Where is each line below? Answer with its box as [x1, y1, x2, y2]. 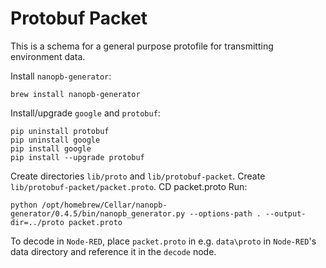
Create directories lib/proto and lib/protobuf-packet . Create [10, 170, 266, 182]
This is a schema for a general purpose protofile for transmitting [10, 40, 274, 52]
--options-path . [189, 208, 262, 219]
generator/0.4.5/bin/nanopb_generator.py [10, 208, 186, 219]
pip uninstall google [10, 135, 101, 145]
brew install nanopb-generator [10, 89, 141, 99]
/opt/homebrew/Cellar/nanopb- [41, 200, 168, 210]
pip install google [10, 143, 92, 154]
